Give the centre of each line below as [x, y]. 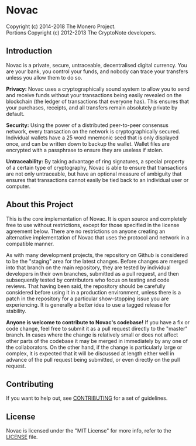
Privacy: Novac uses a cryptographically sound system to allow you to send [98, 89]
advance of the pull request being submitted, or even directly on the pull [93, 359]
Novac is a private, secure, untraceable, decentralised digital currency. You [97, 65]
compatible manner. [30, 243]
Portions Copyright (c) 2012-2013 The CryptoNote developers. [81, 32]
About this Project [40, 205]
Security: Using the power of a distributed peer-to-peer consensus [87, 125]
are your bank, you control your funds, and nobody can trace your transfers [97, 71]
